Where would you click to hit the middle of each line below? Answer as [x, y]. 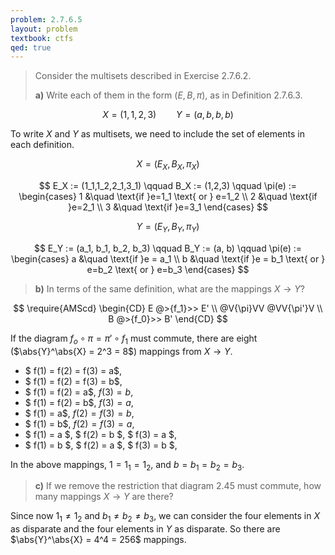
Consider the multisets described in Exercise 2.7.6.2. [143, 76]
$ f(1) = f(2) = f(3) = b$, [73, 381]
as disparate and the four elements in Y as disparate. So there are [145, 529]
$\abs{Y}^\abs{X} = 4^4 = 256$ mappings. [98, 540]
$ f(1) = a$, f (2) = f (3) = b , [79, 413]
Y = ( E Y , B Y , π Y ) [168, 228]
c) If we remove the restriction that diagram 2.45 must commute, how [178, 486]
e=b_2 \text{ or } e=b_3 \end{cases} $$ [168, 269]
